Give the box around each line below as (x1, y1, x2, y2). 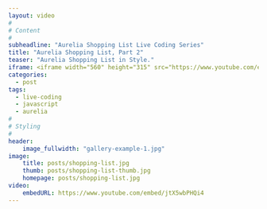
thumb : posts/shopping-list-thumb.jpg (22, 167, 151, 175)
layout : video (8, 11, 56, 20)
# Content (8, 26, 41, 34)
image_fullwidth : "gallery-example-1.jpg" (22, 145, 165, 153)
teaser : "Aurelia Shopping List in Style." (8, 56, 155, 64)
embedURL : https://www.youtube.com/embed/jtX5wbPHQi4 (22, 188, 204, 197)
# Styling (8, 122, 41, 130)
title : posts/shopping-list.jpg (22, 160, 130, 168)
